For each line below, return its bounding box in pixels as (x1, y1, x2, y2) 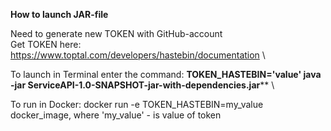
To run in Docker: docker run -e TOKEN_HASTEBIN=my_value (10, 99, 264, 110)
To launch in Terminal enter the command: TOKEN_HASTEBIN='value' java (10, 69, 322, 80)
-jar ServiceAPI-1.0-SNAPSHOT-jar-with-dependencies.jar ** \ (10, 79, 275, 91)
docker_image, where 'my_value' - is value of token (10, 109, 222, 121)
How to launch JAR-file (10, 9, 109, 20)
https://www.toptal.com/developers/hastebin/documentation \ (10, 49, 266, 61)
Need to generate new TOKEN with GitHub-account (10, 28, 223, 39)
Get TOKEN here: (10, 39, 82, 50)
